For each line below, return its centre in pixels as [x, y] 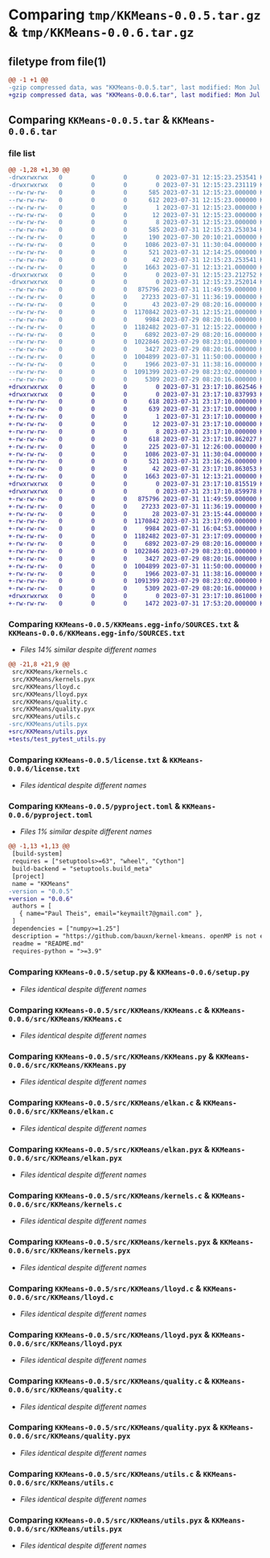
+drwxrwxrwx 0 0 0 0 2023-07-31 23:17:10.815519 [133, 484]
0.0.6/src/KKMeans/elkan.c [61, 1112]
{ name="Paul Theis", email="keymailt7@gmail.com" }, [111, 914]
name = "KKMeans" [41, 884]
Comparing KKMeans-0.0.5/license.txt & [88, 760]
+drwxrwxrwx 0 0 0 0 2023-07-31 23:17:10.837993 [133, 394]
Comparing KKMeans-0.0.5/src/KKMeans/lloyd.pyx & [109, 1335]
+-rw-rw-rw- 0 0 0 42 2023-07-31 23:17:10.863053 [133, 469]
